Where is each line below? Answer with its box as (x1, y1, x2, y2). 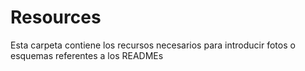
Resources (10, 6, 102, 29)
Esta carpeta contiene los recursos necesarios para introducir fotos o (10, 39, 296, 51)
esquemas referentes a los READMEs (10, 49, 164, 61)
